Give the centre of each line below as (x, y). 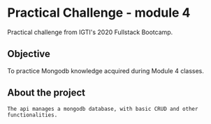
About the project (46, 93)
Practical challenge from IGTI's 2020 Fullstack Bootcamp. (90, 32)
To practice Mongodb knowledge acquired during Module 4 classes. (106, 70)
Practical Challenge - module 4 (99, 13)
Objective (29, 54)
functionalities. (32, 115)
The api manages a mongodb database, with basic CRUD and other (103, 109)
